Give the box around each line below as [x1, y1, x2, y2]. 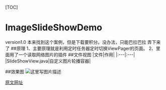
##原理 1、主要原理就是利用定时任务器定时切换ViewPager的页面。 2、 [11, 45, 156, 51]
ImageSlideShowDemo [5, 22, 102, 33]
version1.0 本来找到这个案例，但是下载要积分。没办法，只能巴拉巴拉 [5, 39, 147, 45]
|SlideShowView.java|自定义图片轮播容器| [5, 58, 91, 64]
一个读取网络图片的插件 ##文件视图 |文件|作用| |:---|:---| [18, 51, 135, 57]
